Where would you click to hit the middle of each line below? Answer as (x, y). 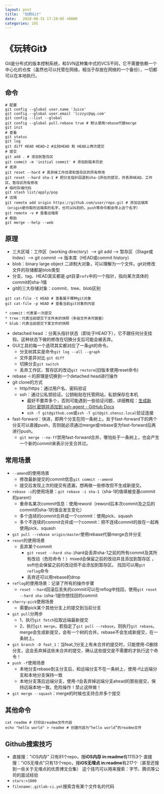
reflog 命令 (38, 571)
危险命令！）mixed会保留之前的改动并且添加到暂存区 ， (100, 559)
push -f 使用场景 (28, 663)
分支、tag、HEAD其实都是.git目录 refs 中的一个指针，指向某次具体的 (80, 276)
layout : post (18, 10)
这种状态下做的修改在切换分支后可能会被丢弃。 (68, 339)
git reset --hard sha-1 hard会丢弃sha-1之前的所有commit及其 (90, 552)
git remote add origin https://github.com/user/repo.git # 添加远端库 (77, 203)
